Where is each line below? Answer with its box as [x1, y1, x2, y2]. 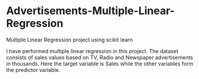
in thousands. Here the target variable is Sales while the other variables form [6, 60, 194, 67]
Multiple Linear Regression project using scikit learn [6, 36, 133, 43]
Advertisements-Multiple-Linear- [6, 4, 175, 18]
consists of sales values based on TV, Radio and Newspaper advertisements [6, 54, 193, 61]
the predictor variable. [6, 66, 61, 73]
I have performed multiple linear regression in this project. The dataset [6, 47, 179, 54]
